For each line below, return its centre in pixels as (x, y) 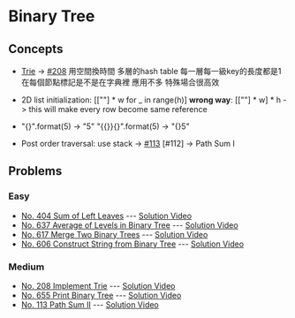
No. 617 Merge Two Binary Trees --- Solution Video (114, 234)
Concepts (36, 49)
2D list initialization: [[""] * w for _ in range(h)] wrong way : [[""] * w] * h (151, 100)
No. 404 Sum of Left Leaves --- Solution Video (106, 216)
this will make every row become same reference (118, 109)
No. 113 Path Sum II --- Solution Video (90, 304)
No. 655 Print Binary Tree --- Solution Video (101, 295)
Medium (26, 267)
